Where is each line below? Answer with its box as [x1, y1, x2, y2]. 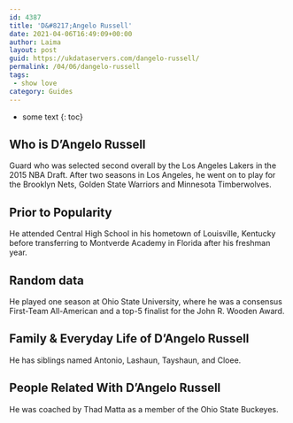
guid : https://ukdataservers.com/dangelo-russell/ [9, 54, 200, 63]
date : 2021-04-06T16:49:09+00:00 [9, 29, 133, 38]
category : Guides [9, 87, 73, 96]
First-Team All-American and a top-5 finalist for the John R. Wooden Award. [9, 305, 285, 316]
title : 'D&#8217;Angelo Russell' [9, 21, 133, 30]
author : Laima [9, 37, 62, 47]
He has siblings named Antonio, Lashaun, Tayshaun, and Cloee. [9, 355, 242, 365]
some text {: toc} [21, 112, 84, 122]
